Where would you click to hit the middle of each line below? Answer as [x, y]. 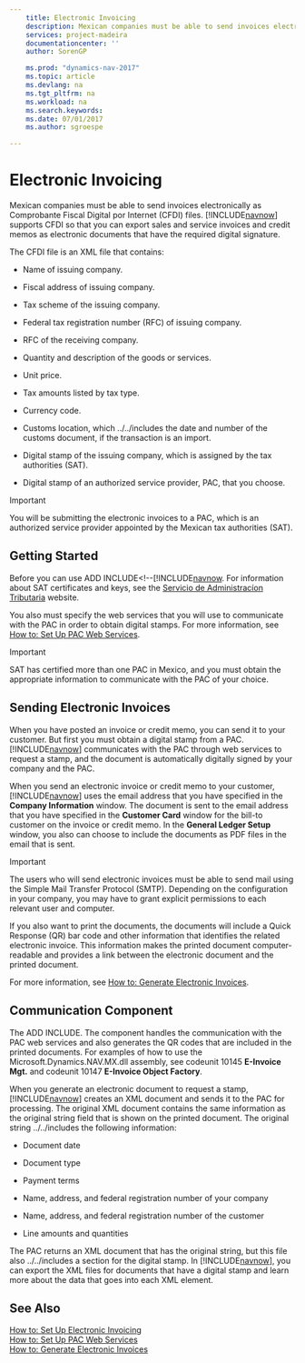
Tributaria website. [44, 597]
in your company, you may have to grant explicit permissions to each [138, 898]
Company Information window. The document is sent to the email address [149, 805]
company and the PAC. [52, 768]
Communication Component [91, 1011]
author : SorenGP [57, 52]
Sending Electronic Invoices [90, 708]
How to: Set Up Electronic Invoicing [76, 1330]
